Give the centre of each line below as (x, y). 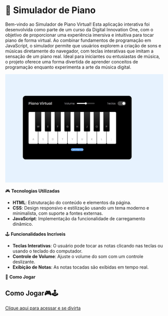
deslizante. (24, 262)
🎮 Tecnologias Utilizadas (33, 191)
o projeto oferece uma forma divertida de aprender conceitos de (72, 61)
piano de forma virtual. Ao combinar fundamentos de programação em (78, 40)
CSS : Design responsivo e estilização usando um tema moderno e (81, 208)
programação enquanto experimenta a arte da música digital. (68, 67)
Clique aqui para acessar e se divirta (43, 308)
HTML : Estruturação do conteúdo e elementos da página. (72, 202)
